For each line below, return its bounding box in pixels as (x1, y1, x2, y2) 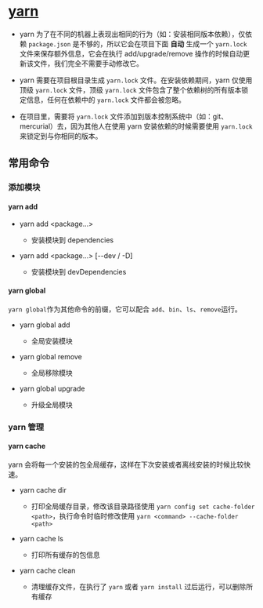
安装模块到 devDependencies (31, 268, 127, 277)
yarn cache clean (19, 566, 76, 575)
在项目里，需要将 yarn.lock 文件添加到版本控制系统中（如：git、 (19, 111, 229, 121)
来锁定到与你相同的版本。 (19, 131, 103, 140)
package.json (28, 40, 71, 49)
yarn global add (19, 320, 70, 329)
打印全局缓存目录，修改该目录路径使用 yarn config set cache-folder (31, 501, 255, 511)
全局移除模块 (31, 368, 73, 377)
